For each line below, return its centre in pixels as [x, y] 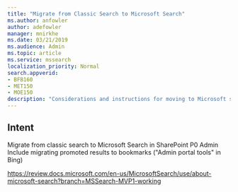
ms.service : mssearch [39, 60]
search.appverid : [33, 73]
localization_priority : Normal [53, 66]
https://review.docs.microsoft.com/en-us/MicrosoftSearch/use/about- [109, 173]
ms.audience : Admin [36, 47]
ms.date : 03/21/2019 [38, 40]
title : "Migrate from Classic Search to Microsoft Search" [96, 14]
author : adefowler [34, 27]
